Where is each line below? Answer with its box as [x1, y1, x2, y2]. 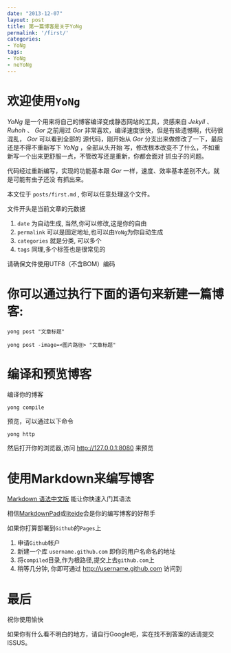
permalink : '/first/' [7, 29, 69, 37]
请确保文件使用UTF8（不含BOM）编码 [7, 259, 115, 268]
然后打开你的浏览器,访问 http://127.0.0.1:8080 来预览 [7, 444, 154, 452]
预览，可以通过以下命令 [7, 417, 74, 425]
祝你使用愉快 [7, 615, 43, 624]
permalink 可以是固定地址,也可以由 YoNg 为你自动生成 [16, 228, 164, 236]
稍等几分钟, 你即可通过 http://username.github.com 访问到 [16, 565, 182, 573]
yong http [7, 431, 36, 438]
